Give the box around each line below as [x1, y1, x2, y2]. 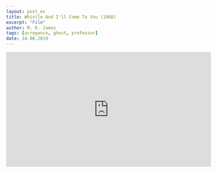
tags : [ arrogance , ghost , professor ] [6, 30, 98, 36]
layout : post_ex [6, 8, 46, 15]
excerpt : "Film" [6, 19, 46, 25]
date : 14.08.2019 [6, 36, 49, 41]
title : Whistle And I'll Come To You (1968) [6, 14, 116, 20]
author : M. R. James [6, 24, 57, 31]
